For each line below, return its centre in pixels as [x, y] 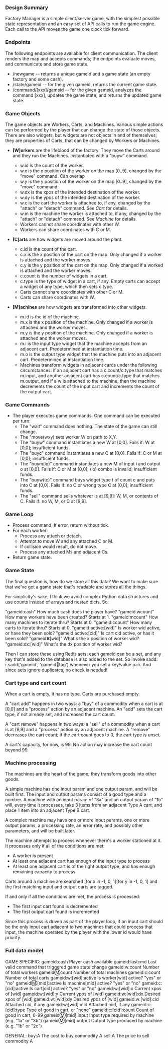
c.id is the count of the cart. [49, 249]
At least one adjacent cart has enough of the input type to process [81, 861]
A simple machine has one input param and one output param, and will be [81, 789]
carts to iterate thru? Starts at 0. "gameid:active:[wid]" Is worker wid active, [83, 627]
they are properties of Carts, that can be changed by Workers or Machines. [83, 141]
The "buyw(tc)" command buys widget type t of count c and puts [88, 480]
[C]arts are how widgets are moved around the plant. [67, 239]
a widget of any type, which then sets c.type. [67, 287]
